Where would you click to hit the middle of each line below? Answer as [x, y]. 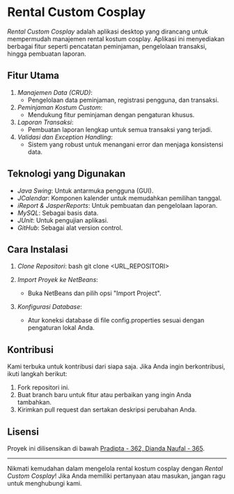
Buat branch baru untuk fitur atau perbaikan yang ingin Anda [104, 395]
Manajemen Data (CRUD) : [55, 92]
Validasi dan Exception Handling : [65, 137]
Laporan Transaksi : [45, 122]
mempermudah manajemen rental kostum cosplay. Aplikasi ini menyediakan [116, 38]
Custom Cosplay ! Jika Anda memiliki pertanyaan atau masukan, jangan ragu [117, 476]
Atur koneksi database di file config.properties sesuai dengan [116, 320]
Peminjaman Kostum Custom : [60, 107]
